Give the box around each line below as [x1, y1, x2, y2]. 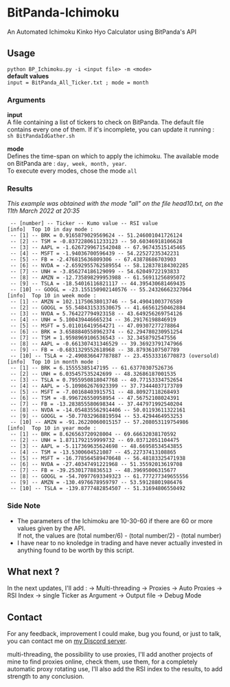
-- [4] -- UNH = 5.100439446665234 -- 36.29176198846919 [10, 317, 176, 324]
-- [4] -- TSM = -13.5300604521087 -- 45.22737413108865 [10, 449, 176, 456]
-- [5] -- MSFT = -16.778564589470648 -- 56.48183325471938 [10, 455, 186, 462]
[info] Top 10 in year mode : [7, 425, 97, 432]
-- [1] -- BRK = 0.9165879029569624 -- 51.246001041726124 [10, 232, 183, 239]
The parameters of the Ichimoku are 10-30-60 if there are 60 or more [16, 516, 213, 525]
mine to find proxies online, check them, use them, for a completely [7, 657, 198, 666]
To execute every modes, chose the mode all [7, 167, 137, 175]
